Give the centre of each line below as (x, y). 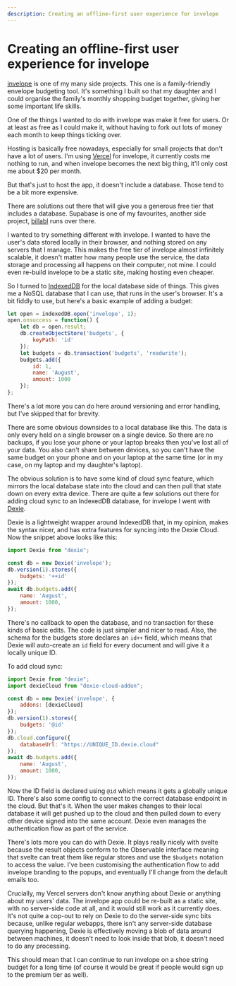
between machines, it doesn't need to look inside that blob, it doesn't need (116, 938)
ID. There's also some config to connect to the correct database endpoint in (117, 798)
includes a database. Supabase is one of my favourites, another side (107, 213)
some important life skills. (44, 106)
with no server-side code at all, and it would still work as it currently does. (114, 908)
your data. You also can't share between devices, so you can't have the (111, 450)
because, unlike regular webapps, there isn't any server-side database (110, 923)
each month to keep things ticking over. (64, 134)
